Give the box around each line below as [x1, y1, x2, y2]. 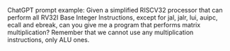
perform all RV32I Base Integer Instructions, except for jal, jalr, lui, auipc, [7, 13, 218, 22]
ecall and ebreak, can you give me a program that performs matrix [7, 21, 201, 29]
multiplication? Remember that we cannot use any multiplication [7, 28, 194, 36]
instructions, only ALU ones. [7, 36, 90, 44]
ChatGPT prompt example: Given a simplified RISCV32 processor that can [7, 6, 223, 14]
